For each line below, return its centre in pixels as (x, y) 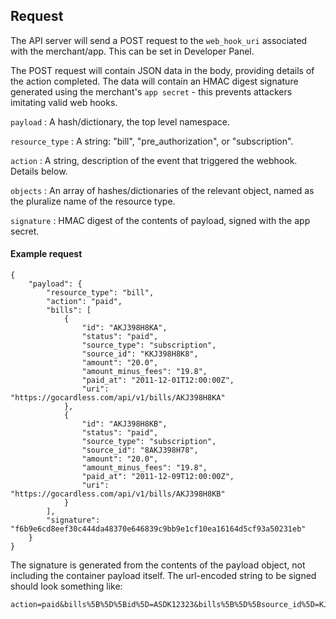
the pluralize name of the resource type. (93, 201)
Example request (46, 254)
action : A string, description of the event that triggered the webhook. (154, 160)
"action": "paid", (84, 302)
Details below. (39, 171)
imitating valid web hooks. (64, 102)
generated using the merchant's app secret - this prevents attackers (151, 91)
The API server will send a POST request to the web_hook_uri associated (159, 40)
